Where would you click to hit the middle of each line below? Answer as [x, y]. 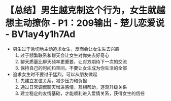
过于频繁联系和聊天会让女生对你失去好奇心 [65, 55]
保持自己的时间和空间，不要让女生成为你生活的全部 [74, 68]
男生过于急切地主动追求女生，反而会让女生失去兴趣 [66, 49]
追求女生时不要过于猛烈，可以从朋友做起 [55, 74]
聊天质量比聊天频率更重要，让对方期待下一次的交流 [74, 61]
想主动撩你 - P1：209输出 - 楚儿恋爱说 [85, 23]
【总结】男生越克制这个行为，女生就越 [85, 10]
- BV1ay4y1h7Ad [40, 34]
